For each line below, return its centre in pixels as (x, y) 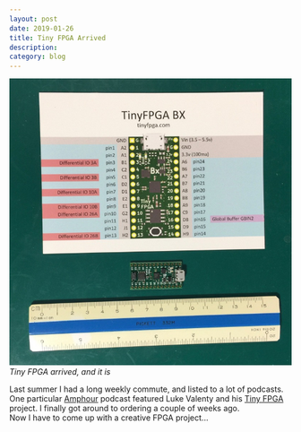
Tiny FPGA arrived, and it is (60, 372)
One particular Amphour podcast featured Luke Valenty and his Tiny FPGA (146, 399)
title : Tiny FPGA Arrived (57, 38)
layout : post (34, 19)
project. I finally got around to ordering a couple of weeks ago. (125, 409)
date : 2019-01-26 (42, 28)
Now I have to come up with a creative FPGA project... (109, 418)
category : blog (38, 57)
